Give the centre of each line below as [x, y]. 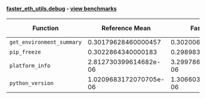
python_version [32, 83]
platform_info [30, 66]
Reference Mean [126, 29]
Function [46, 29]
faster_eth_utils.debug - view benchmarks [62, 9]
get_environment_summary [46, 42]
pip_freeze [25, 52]
